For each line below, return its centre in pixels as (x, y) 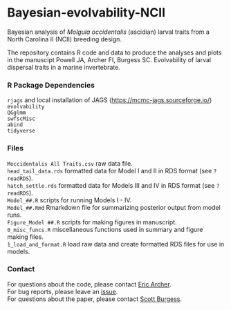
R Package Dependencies (51, 85)
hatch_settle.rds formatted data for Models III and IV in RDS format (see (111, 185)
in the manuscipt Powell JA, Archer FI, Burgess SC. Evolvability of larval (109, 59)
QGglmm (17, 113)
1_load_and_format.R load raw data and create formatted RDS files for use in (116, 244)
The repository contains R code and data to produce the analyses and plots (114, 52)
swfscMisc (21, 119)
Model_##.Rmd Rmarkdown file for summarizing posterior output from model (114, 207)
